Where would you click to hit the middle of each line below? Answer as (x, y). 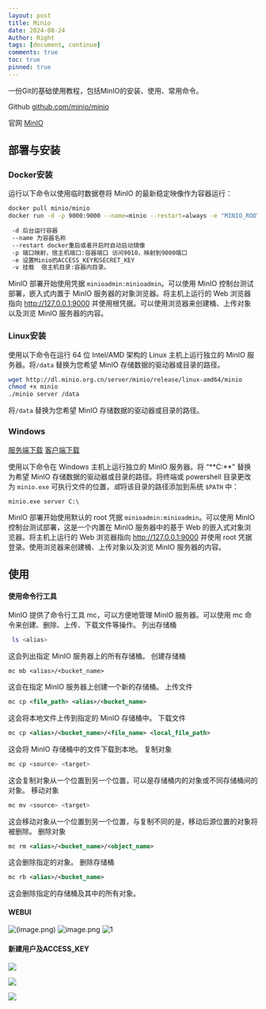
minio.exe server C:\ (44, 501)
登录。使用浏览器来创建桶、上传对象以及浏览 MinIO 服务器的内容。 (117, 547)
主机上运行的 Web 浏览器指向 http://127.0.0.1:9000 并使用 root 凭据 (144, 537)
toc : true (25, 60)
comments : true (33, 52)
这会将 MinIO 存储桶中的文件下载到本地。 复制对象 (90, 749)
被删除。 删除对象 (37, 831)
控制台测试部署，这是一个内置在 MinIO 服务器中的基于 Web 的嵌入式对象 (126, 527)
